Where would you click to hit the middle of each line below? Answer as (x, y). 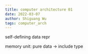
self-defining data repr (27, 37)
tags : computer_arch (26, 23)
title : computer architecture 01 (39, 9)
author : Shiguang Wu (26, 18)
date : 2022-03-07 (23, 14)
